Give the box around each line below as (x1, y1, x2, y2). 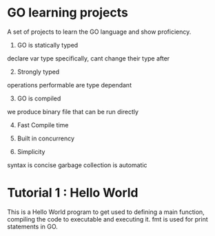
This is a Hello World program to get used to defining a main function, (7, 208, 205, 216)
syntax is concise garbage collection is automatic (7, 160, 147, 169)
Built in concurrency (17, 134, 74, 142)
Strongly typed (17, 67, 60, 76)
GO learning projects (7, 5, 129, 21)
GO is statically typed (17, 41, 79, 49)
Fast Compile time (17, 120, 69, 129)
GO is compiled (17, 94, 61, 103)
